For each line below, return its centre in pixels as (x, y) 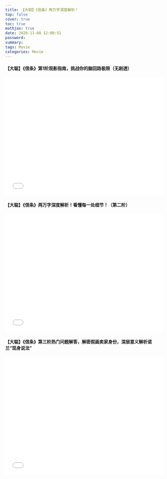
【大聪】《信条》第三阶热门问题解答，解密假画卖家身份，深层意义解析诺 (78, 342)
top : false (16, 15)
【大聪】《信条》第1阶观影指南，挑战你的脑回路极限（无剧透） (69, 69)
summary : (14, 43)
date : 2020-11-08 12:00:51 (33, 33)
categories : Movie (24, 52)
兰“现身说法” (19, 348)
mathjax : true (20, 29)
